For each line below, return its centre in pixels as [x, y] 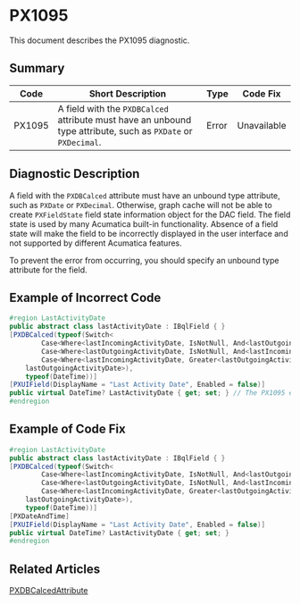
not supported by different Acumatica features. [96, 243]
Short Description [128, 93]
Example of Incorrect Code [85, 297]
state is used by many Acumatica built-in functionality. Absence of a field [144, 223]
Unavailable [262, 125]
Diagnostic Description [75, 174]
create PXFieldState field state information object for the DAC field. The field [150, 214]
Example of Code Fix [68, 429]
